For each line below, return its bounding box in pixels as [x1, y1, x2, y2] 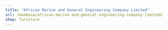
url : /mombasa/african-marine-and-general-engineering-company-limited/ [5, 12, 163, 17]
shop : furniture [5, 17, 40, 22]
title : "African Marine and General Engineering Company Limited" [5, 7, 150, 13]
